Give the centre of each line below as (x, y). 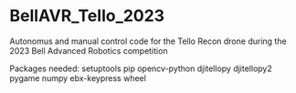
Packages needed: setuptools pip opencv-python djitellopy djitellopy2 (141, 68)
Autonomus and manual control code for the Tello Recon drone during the (148, 41)
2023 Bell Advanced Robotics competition (89, 50)
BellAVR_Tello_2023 (87, 16)
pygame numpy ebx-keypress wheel (78, 77)
